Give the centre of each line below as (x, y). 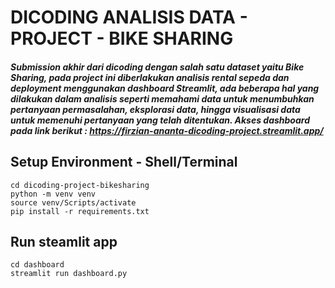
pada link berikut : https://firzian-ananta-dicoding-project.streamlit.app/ (167, 130)
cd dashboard (37, 265)
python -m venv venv (53, 194)
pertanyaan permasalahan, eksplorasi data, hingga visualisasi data (155, 109)
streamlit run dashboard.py (69, 274)
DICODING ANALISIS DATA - (129, 17)
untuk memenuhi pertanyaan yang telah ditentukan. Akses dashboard (160, 120)
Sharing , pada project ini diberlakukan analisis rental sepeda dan (150, 77)
